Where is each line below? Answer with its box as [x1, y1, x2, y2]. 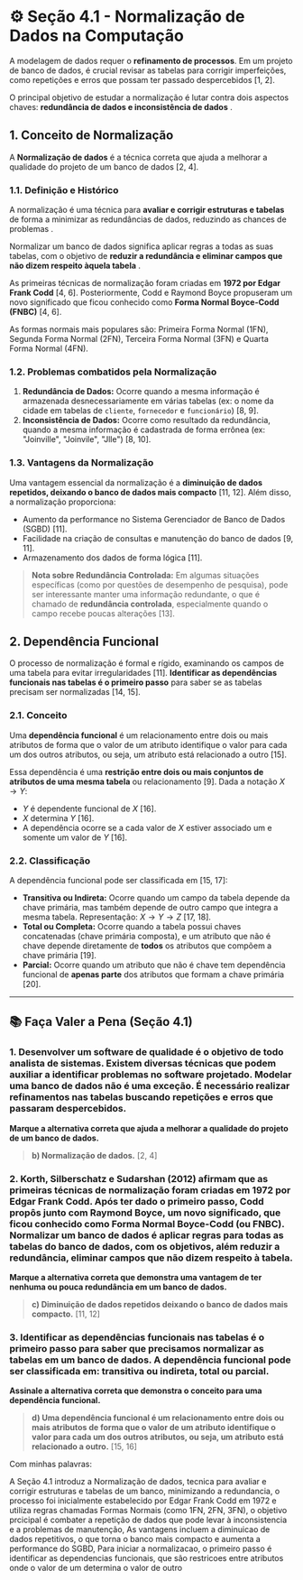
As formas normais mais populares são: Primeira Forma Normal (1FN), [9, 324, 269, 335]
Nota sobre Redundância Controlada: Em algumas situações [31, 569, 260, 580]
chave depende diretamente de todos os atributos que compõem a [22, 940, 272, 951]
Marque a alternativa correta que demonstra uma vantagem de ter [9, 1272, 262, 1283]
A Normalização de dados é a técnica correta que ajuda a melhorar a [9, 152, 268, 162]
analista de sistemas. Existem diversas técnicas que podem [9, 1058, 277, 1070]
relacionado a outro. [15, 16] [31, 1441, 138, 1452]
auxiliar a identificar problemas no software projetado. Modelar [9, 1068, 292, 1081]
